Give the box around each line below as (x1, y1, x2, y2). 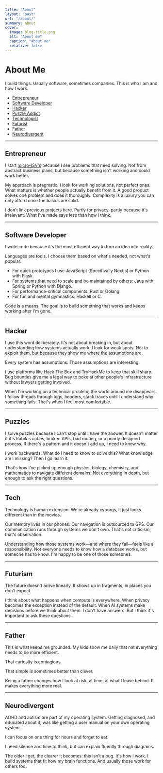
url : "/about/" (5, 16, 36, 21)
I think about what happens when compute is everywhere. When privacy (5, 597, 150, 603)
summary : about (5, 20, 36, 26)
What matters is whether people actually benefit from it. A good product (5, 188, 149, 193)
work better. (5, 173, 30, 179)
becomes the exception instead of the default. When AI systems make (5, 602, 146, 608)
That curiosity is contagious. (5, 659, 62, 665)
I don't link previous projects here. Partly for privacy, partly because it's (5, 207, 148, 213)
